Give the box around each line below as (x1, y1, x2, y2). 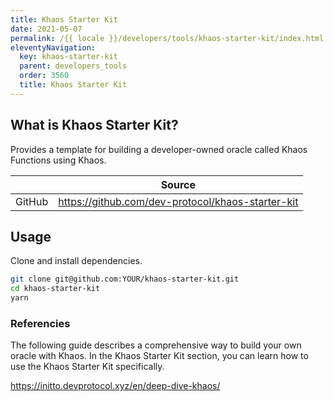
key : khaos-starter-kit (19, 52, 118, 62)
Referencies (10, 316, 71, 330)
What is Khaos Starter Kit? (10, 117, 179, 134)
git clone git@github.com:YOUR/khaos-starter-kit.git (10, 274, 240, 285)
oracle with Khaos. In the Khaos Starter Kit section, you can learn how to (10, 350, 309, 362)
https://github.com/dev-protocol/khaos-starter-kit (58, 194, 299, 208)
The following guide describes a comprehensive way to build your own (10, 339, 302, 351)
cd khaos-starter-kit (10, 284, 101, 294)
